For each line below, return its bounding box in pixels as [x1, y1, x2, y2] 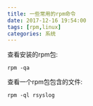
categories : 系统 [7, 30, 56, 37]
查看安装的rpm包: [7, 50, 58, 59]
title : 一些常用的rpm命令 [7, 10, 76, 18]
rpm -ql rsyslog [7, 92, 55, 99]
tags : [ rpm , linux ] [7, 23, 61, 30]
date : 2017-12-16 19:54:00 [7, 17, 87, 24]
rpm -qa [7, 64, 30, 71]
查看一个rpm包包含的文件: [7, 78, 83, 86]
